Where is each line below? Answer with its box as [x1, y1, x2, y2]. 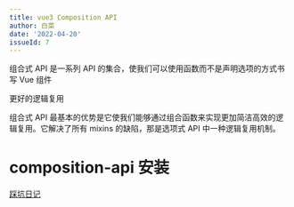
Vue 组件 [19, 75, 52, 85]
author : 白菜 [9, 21, 55, 30]
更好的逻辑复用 [9, 93, 64, 104]
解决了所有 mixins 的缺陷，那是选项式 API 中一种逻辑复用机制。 [47, 123, 281, 134]
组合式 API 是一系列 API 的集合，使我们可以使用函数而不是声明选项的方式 [9, 63, 278, 74]
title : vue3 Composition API [9, 12, 118, 22]
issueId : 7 [9, 37, 50, 47]
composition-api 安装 [9, 157, 169, 178]
